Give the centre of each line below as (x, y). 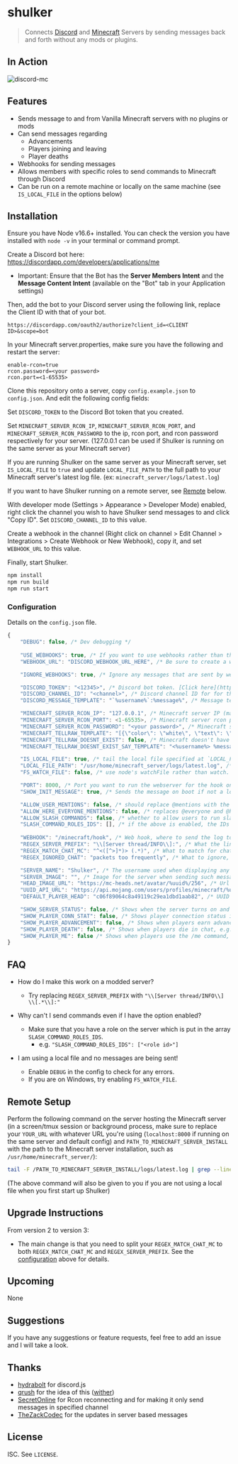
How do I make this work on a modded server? (86, 982)
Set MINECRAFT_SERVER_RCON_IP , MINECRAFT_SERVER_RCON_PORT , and (102, 426)
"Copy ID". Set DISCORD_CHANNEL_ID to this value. (77, 520)
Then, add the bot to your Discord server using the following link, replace (114, 305)
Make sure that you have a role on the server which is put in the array (129, 1029)
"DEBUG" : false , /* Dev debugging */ (76, 642)
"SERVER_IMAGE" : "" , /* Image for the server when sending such (117, 877)
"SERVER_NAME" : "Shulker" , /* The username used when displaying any (125, 870)
